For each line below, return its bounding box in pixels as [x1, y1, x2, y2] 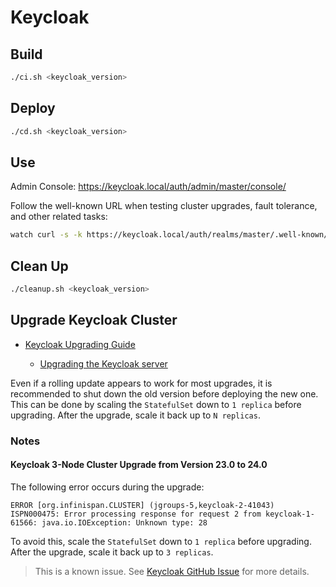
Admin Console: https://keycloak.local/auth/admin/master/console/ [10, 181, 287, 193]
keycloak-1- [265, 509, 315, 519]
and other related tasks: [10, 211, 108, 223]
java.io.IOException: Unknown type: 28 [41, 517, 208, 528]
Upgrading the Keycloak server [39, 357, 168, 370]
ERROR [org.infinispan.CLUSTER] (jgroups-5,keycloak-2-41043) [10, 500, 275, 510]
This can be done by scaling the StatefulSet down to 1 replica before [10, 398, 302, 410]
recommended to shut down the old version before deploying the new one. [10, 387, 319, 400]
